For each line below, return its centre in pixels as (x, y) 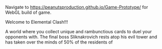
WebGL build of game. (28, 12)
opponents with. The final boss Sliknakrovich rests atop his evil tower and (81, 37)
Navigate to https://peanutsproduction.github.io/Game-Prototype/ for (77, 7)
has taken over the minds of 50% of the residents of (59, 42)
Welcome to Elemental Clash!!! (37, 22)
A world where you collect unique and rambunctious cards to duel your (78, 31)
